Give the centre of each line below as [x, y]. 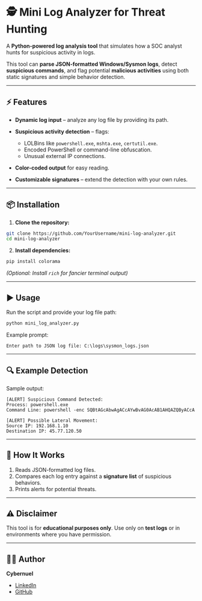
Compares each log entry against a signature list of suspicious [93, 476]
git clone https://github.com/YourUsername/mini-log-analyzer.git [91, 234]
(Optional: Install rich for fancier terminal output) [67, 273]
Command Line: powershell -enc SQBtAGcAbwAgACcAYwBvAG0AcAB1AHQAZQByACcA [101, 410]
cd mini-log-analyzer [33, 239]
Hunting [27, 29]
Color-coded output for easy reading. [62, 168]
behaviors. [28, 482]
